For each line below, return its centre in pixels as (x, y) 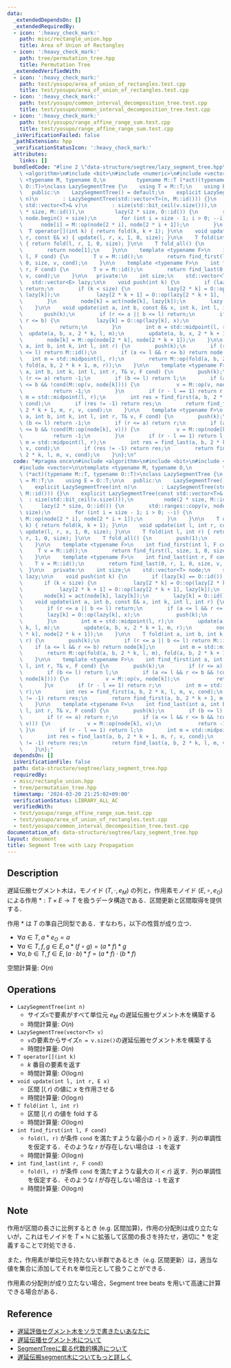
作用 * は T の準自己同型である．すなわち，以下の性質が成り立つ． (101, 923)
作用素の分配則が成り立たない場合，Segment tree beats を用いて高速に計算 (114, 1283)
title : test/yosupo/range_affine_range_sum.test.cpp (97, 129)
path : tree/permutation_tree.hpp (67, 58)
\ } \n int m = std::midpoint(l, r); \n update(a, (123, 621)
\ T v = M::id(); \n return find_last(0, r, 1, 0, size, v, (121, 564)
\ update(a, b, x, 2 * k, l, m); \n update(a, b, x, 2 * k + (120, 333)
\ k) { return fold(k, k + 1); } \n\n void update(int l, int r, (118, 525)
